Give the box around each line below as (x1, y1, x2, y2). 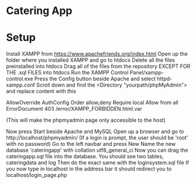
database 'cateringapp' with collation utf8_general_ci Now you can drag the (6, 146, 188, 154)
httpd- (157, 75, 173, 83)
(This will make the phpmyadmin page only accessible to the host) (6, 117, 166, 124)
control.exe (6, 75, 33, 83)
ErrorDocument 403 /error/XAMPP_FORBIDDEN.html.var (6, 105, 142, 113)
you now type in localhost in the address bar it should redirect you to (6, 165, 172, 172)
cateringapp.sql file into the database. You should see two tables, (6, 153, 164, 160)
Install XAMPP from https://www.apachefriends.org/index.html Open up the (6, 50, 188, 57)
